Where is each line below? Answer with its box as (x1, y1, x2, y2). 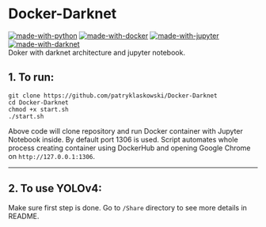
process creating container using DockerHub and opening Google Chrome (8, 143, 251, 153)
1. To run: (8, 70, 55, 84)
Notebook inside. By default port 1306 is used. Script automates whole (8, 134, 239, 144)
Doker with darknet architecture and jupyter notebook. (8, 47, 186, 57)
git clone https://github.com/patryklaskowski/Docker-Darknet (8, 92, 218, 100)
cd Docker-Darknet (8, 98, 69, 107)
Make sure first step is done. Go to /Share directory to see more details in (8, 202, 248, 212)
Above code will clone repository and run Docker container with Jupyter (8, 126, 243, 135)
